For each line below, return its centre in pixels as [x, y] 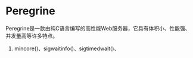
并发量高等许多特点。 [32, 36]
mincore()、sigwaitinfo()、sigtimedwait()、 [67, 48]
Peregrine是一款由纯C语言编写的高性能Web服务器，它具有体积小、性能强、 [98, 28]
